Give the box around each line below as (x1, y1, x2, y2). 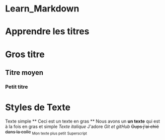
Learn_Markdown (5, 3, 80, 14)
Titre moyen (5, 68, 44, 77)
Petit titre (5, 83, 28, 90)
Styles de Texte (5, 102, 71, 113)
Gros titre (5, 48, 45, 60)
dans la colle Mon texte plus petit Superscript (5, 129, 87, 136)
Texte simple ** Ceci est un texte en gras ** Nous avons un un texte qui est (5, 118, 160, 124)
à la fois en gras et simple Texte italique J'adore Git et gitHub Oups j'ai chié (5, 123, 159, 130)
